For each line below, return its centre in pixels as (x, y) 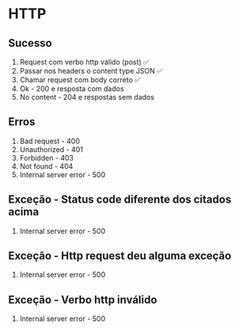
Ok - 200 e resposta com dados (72, 89)
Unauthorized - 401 (51, 149)
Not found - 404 (46, 166)
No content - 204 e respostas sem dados (87, 97)
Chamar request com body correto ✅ (80, 80)
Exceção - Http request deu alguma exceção (120, 256)
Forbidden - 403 (46, 157)
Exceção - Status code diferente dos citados (120, 200)
